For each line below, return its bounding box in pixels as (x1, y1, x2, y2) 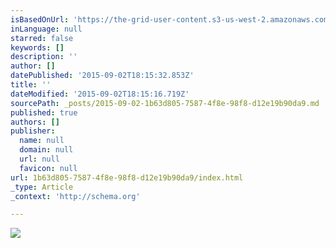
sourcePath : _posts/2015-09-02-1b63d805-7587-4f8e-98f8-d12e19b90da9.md (10, 98, 320, 108)
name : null (19, 136, 65, 146)
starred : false (10, 33, 74, 43)
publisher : (10, 126, 56, 136)
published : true (10, 107, 78, 118)
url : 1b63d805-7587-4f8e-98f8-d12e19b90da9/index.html (10, 172, 244, 183)
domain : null (19, 145, 74, 155)
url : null (19, 154, 60, 164)
